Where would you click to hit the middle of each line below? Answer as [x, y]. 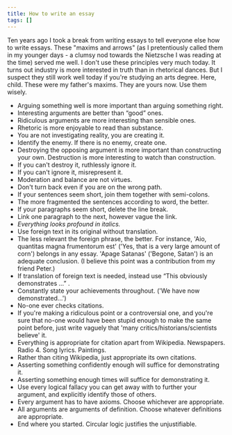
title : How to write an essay [51, 14]
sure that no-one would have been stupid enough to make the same [114, 320]
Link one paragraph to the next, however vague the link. [97, 216]
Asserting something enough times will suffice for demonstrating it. [113, 379]
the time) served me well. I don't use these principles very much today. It [111, 62]
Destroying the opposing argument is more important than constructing [119, 150]
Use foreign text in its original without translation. [88, 231]
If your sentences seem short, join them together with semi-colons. [113, 194]
